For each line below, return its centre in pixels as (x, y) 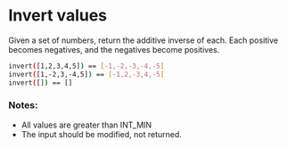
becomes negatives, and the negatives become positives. (114, 49)
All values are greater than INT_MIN (86, 125)
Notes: (23, 105)
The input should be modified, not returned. (101, 134)
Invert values (58, 16)
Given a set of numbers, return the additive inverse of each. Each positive (143, 40)
